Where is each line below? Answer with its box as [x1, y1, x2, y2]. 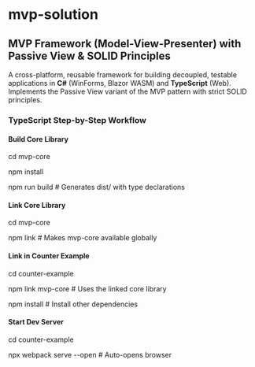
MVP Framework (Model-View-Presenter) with [8, 37, 242, 50]
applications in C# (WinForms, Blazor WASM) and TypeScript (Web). [8, 79, 232, 87]
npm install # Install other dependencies [8, 299, 139, 309]
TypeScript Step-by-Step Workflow [8, 114, 147, 125]
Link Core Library [8, 200, 66, 209]
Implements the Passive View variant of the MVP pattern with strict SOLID [8, 87, 248, 96]
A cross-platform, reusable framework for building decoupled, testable [8, 70, 238, 80]
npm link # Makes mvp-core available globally [8, 233, 157, 243]
